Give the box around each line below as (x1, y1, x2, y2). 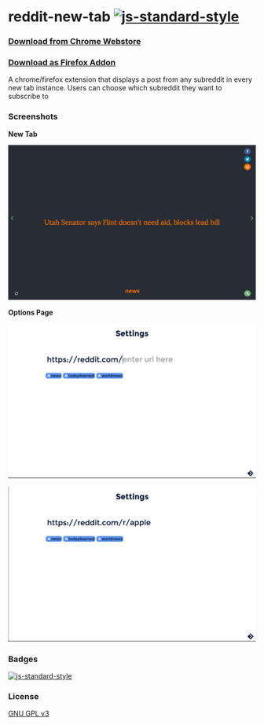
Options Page (8, 307, 53, 317)
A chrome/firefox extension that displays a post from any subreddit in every (8, 75, 253, 84)
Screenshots (8, 111, 58, 122)
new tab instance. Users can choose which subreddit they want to (8, 83, 222, 93)
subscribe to (8, 91, 49, 101)
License (8, 690, 39, 701)
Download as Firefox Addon (8, 57, 116, 68)
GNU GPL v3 (8, 708, 49, 719)
